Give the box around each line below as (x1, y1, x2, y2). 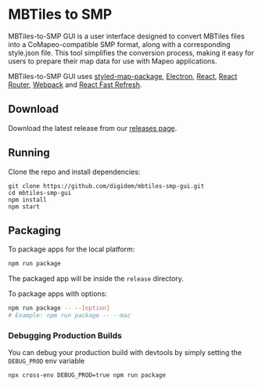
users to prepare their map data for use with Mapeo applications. (8, 56, 217, 66)
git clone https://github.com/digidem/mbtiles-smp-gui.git (8, 182, 205, 190)
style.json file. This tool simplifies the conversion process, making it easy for (8, 48, 254, 57)
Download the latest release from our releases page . (8, 123, 178, 132)
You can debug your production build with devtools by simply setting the (8, 348, 242, 357)
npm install (8, 196, 47, 204)
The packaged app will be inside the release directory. (8, 274, 184, 284)
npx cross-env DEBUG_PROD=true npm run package (8, 371, 167, 379)
